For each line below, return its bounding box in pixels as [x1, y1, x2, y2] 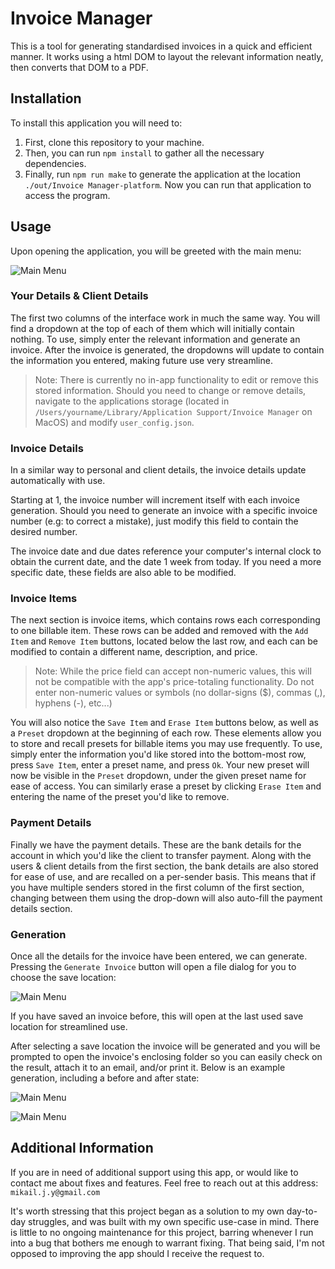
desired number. [10, 526, 78, 538]
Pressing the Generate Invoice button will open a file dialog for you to [10, 961, 297, 973]
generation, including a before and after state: [10, 1072, 200, 1084]
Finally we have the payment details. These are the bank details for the [10, 838, 302, 851]
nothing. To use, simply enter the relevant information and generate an [10, 333, 301, 345]
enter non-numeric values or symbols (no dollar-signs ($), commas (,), [34, 687, 326, 699]
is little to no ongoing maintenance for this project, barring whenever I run [10, 1226, 314, 1238]
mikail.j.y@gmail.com [10, 1187, 101, 1197]
